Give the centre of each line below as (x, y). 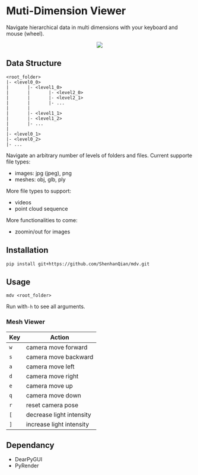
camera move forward (57, 347)
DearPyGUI (28, 460)
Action (60, 337)
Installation (27, 250)
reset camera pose (52, 405)
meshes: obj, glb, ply (40, 179)
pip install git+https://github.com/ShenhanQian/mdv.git (78, 264)
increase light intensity (58, 424)
